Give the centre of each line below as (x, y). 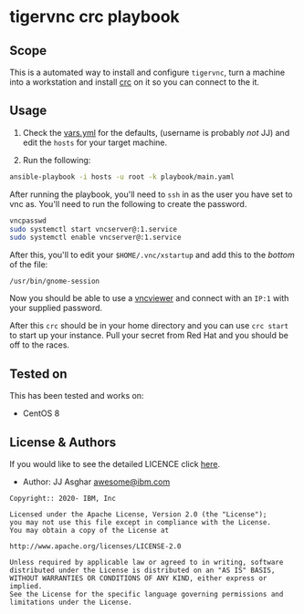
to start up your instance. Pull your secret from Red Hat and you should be (149, 336)
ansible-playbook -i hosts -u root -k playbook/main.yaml (122, 177)
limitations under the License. (71, 602)
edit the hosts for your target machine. (95, 142)
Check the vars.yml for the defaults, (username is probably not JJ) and (156, 132)
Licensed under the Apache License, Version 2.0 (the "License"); (138, 514)
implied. (26, 586)
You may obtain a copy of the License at (89, 530)
